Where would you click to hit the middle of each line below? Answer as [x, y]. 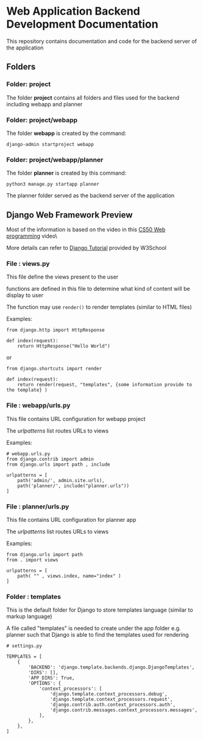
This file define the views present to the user [62, 277]
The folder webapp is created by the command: [66, 133]
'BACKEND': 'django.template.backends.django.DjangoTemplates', [112, 667]
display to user [25, 295]
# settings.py [24, 646]
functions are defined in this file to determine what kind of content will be [98, 289]
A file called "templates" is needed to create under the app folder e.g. [94, 628]
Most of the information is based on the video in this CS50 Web [86, 230]
